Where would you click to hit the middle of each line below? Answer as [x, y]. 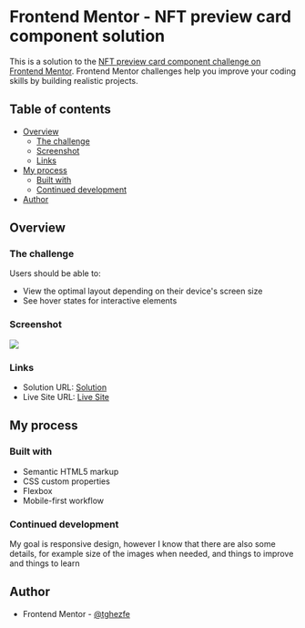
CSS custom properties [66, 481]
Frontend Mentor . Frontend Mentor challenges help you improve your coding [153, 71]
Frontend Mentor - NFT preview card [150, 17]
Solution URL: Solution [65, 387]
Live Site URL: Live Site [66, 397]
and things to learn [45, 563]
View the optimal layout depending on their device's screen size [142, 291]
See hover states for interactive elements [100, 301]
